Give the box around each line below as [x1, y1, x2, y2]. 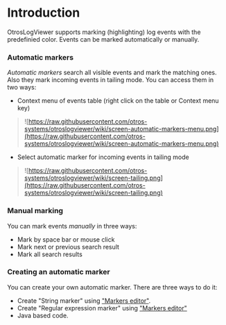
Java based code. [17, 311, 69, 319]
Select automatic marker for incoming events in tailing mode [17, 153, 189, 161]
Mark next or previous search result [17, 242, 120, 251]
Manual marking [7, 206, 64, 216]
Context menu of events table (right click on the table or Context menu [17, 97, 220, 105]
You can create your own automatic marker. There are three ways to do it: [7, 283, 218, 291]
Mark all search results [17, 250, 83, 258]
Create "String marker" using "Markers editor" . [17, 297, 151, 305]
